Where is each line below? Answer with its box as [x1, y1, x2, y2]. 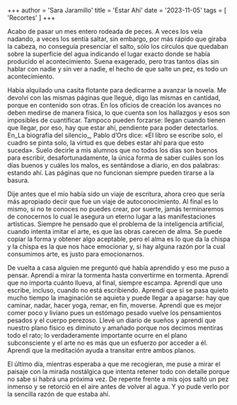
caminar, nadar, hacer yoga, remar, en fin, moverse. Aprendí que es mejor [7, 301, 222, 310]
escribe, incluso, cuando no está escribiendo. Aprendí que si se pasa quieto [7, 286, 229, 294]
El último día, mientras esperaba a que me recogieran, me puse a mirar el [7, 360, 221, 368]
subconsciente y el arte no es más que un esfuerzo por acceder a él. [7, 339, 208, 347]
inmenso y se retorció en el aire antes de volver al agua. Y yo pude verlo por [7, 382, 230, 391]
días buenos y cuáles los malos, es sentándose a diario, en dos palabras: [7, 161, 221, 169]
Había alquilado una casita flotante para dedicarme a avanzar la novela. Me [7, 86, 227, 94]
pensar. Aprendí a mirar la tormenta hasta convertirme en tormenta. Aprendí [7, 271, 229, 279]
